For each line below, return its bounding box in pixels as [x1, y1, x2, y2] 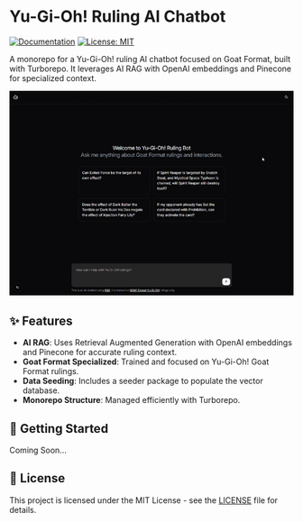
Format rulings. [22, 366, 79, 377]
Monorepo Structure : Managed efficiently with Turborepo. [22, 395, 241, 406]
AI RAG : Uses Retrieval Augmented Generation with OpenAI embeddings [22, 337, 293, 348]
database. [22, 385, 60, 396]
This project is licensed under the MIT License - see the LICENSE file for [9, 494, 278, 506]
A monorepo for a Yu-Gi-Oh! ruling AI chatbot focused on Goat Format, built [9, 53, 291, 64]
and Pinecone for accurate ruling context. [22, 347, 178, 358]
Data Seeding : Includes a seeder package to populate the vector [22, 376, 263, 387]
